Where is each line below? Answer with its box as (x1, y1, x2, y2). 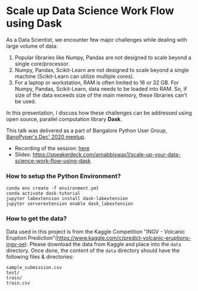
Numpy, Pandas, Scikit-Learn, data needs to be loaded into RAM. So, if (14, 85, 187, 92)
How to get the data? (6, 214, 67, 223)
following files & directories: (6, 253, 74, 260)
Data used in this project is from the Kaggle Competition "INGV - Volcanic (6, 228, 185, 235)
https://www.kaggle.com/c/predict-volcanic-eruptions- (57, 234, 191, 241)
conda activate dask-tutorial (6, 191, 81, 197)
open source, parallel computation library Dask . (6, 115, 122, 122)
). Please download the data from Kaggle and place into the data (24, 240, 181, 247)
